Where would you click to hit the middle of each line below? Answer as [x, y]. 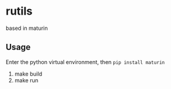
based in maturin [27, 28]
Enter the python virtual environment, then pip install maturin [85, 62]
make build [28, 74]
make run [26, 80]
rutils [19, 11]
